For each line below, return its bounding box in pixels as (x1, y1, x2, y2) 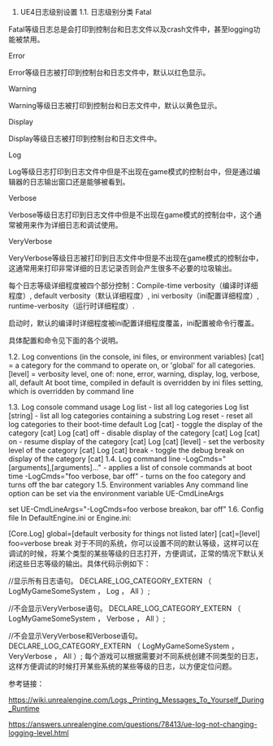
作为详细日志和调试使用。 (36, 220, 123, 229)
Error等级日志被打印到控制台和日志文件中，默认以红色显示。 (8, 68, 210, 77)
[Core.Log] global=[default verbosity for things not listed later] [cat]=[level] (8, 529, 261, 539)
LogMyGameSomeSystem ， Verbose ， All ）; (8, 613, 166, 623)
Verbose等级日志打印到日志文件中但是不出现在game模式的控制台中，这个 (8, 210, 254, 220)
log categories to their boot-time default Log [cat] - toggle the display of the (8, 420, 263, 429)
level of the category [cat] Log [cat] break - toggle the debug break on (8, 446, 245, 455)
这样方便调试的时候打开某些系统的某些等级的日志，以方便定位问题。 (8, 661, 236, 671)
